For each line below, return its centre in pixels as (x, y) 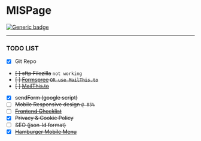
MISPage (29, 10)
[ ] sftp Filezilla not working (48, 73)
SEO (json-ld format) (40, 125)
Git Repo (26, 61)
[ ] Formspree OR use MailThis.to (57, 80)
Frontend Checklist (38, 111)
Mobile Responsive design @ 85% (55, 104)
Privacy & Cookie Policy (44, 118)
